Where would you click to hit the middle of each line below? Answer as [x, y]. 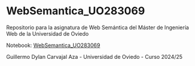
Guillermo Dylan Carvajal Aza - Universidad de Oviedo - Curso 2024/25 [95, 56]
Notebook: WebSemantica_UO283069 [53, 45]
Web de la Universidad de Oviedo [48, 33]
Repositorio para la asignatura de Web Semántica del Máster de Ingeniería [98, 27]
